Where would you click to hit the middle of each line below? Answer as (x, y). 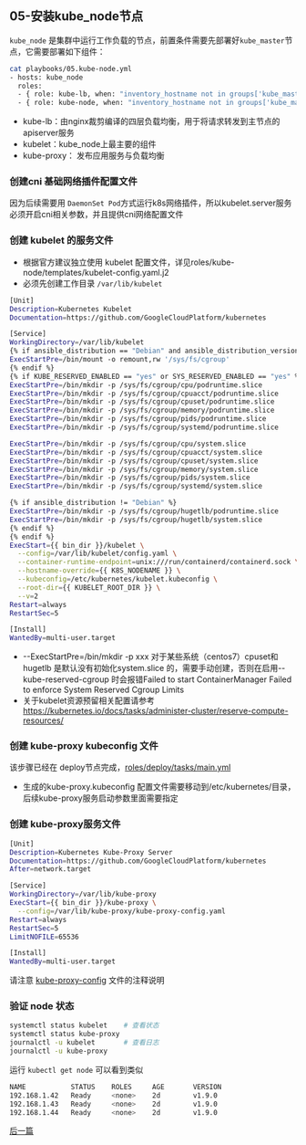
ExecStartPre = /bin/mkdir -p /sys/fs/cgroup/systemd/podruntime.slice (144, 427)
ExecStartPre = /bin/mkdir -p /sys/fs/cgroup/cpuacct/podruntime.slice (144, 394)
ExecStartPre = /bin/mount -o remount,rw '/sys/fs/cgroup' (120, 360)
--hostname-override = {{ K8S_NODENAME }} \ (99, 571)
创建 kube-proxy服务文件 (65, 825)
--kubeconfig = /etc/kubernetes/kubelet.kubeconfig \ (118, 579)
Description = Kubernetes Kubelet (71, 309)
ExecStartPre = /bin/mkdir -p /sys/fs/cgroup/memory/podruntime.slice (142, 410)
